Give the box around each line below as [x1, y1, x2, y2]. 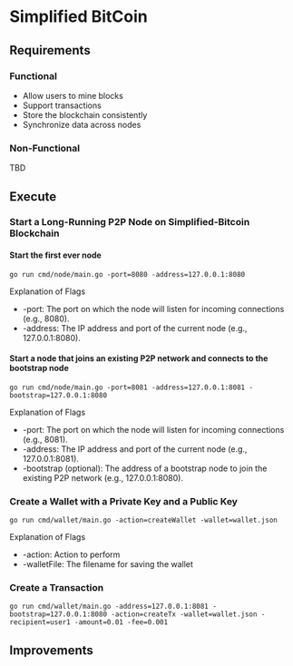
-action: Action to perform [22, 549, 121, 560]
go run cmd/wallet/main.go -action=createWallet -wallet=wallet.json [9, 515, 278, 525]
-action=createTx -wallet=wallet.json [110, 610, 258, 619]
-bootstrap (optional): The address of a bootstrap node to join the [22, 463, 268, 474]
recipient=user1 [9, 618, 71, 627]
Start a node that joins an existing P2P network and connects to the [9, 353, 269, 364]
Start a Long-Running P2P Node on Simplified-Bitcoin [9, 216, 250, 229]
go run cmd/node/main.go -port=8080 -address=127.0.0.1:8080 [9, 269, 246, 279]
